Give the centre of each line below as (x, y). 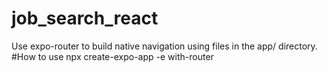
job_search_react (85, 18)
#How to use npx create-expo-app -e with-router (112, 56)
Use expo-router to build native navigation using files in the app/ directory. (164, 46)
